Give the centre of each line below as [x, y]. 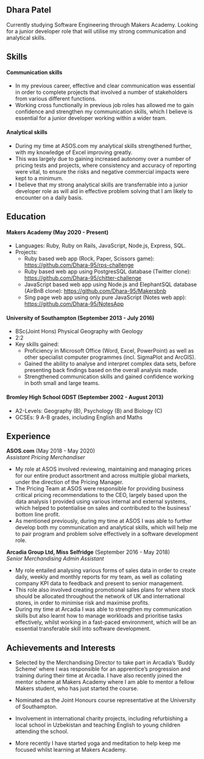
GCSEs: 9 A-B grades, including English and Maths [79, 417]
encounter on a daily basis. [49, 197]
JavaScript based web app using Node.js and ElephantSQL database [111, 284]
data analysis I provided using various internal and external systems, [101, 501]
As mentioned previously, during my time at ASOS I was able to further [104, 521]
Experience [28, 436]
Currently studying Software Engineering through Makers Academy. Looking [102, 24]
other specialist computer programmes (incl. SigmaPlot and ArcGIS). [110, 357]
